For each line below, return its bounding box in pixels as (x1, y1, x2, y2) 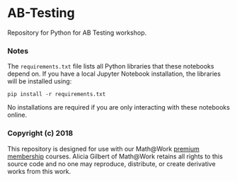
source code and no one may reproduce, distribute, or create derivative (7, 159, 216, 168)
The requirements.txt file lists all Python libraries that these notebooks (7, 62, 214, 71)
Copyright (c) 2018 (7, 129, 74, 139)
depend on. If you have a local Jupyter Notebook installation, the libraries (7, 69, 221, 78)
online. (7, 111, 27, 119)
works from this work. (7, 167, 71, 175)
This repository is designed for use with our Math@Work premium (7, 144, 200, 153)
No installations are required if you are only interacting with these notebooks (7, 103, 230, 112)
